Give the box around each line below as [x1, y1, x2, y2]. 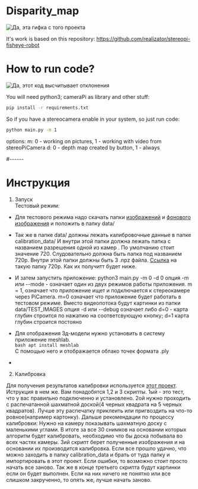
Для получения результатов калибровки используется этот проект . [6, 382, 177, 389]
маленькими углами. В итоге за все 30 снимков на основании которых [6, 426, 187, 433]
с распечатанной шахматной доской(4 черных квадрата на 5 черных [6, 401, 182, 408]
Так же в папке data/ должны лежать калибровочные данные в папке [14, 231, 191, 238]
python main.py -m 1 [6, 127, 58, 133]
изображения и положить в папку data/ [14, 220, 115, 227]
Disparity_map [6, 4, 79, 18]
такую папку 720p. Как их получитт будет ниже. [14, 262, 137, 270]
